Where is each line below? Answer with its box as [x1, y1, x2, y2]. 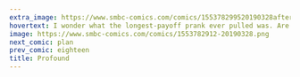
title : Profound [9, 54, 70, 63]
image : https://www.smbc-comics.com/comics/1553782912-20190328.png [9, 29, 270, 38]
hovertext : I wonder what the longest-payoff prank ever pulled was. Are [9, 21, 290, 30]
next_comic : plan [9, 37, 74, 47]
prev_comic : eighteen [9, 46, 90, 55]
